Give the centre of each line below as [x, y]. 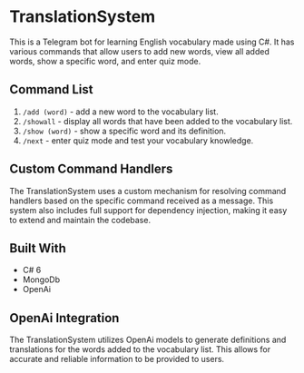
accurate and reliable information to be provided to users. [117, 359]
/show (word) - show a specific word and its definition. [124, 131]
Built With [38, 248]
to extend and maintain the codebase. [80, 220]
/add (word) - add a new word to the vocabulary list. [121, 112]
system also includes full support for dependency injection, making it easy [148, 210]
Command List [51, 89]
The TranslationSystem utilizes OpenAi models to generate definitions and [148, 340]
